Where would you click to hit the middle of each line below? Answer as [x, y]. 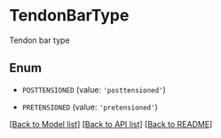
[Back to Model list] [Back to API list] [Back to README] [111, 124]
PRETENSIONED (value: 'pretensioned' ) [90, 107]
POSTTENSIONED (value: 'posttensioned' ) [94, 89]
